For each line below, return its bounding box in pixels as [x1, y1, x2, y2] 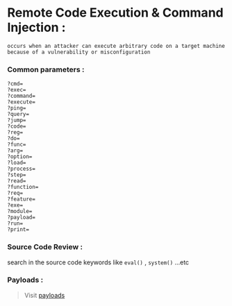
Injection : [7, 19, 66, 35]
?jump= [7, 117, 26, 124]
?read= [7, 178, 26, 185]
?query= [7, 111, 30, 118]
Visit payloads [24, 291, 65, 299]
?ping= [7, 105, 26, 112]
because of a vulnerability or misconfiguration [7, 49, 151, 56]
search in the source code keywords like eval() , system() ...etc [7, 258, 190, 266]
